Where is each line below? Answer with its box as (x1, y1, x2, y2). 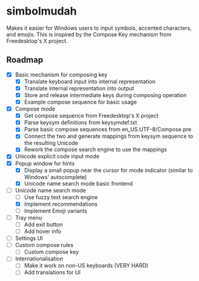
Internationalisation (15, 255, 64, 262)
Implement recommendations (24, 200, 98, 208)
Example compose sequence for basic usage (24, 98, 137, 106)
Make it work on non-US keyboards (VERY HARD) (24, 262, 149, 269)
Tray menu (15, 214, 42, 221)
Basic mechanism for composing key (15, 71, 108, 78)
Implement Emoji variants (24, 207, 88, 214)
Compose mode (15, 105, 56, 113)
